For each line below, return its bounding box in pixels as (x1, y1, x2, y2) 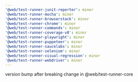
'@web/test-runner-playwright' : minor (5, 35, 85, 40)
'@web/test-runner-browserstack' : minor (5, 16, 90, 21)
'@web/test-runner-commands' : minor (5, 26, 80, 31)
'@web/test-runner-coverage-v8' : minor (5, 30, 87, 35)
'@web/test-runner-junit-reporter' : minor (5, 7, 94, 12)
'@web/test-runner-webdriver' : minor (5, 58, 83, 63)
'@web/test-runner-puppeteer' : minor (5, 40, 83, 44)
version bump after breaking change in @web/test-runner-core (5, 71, 133, 77)
